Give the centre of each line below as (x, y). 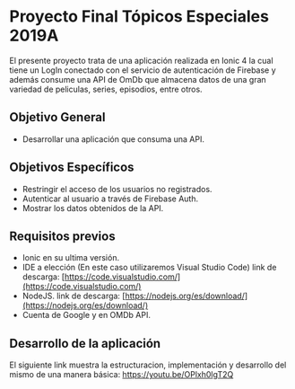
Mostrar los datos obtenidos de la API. (93, 208)
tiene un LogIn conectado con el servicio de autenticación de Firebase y (143, 70)
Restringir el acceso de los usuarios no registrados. (117, 189)
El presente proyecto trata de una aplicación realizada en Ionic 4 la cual (141, 60)
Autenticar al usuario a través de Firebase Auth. (110, 199)
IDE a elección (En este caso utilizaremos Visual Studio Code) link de (149, 268)
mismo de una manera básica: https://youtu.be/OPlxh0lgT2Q (121, 375)
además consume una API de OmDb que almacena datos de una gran (138, 79)
